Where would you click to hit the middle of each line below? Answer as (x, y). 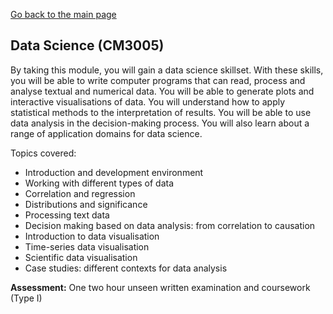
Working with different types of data (99, 183)
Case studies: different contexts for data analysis (126, 268)
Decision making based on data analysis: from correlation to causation (170, 225)
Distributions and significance (86, 204)
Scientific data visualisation (81, 257)
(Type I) (26, 298)
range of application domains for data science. (106, 133)
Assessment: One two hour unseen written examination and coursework (160, 287)
